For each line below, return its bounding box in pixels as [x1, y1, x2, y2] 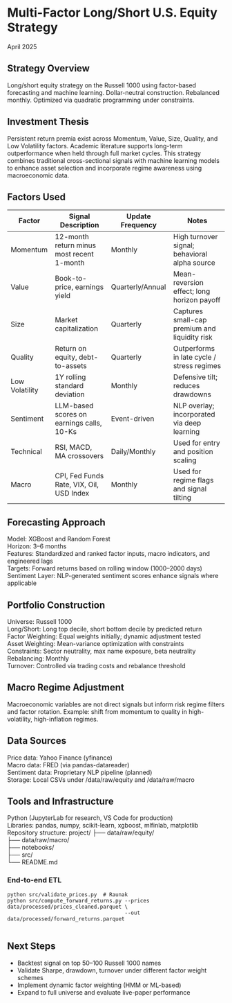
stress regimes [173, 361, 222, 371]
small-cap [173, 315, 207, 325]
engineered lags [7, 557, 53, 566]
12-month [55, 232, 90, 242]
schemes [17, 973, 43, 982]
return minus [55, 241, 97, 250]
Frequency [120, 220, 157, 230]
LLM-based [55, 401, 94, 410]
